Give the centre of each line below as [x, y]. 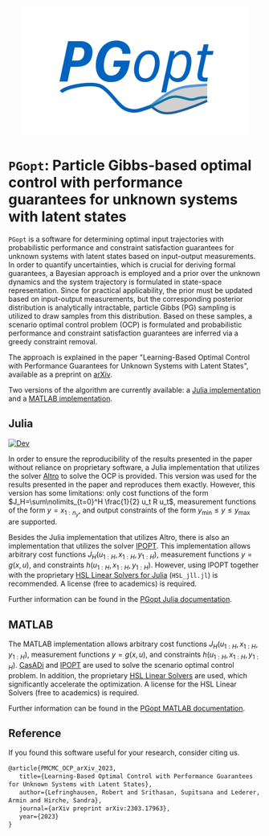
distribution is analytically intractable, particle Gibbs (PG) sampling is [122, 307]
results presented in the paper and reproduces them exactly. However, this [132, 484]
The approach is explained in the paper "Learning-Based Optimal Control [129, 357]
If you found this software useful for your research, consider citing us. [124, 753]
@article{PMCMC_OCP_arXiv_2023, [62, 768]
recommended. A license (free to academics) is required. [103, 584]
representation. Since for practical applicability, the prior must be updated [130, 290]
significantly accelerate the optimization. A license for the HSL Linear [122, 684]
